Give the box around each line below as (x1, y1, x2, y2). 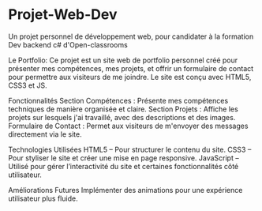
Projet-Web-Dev (8, 6, 118, 24)
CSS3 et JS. (8, 81, 47, 90)
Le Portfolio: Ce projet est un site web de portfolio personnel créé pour (8, 55, 238, 65)
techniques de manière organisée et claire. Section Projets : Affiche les (8, 104, 238, 114)
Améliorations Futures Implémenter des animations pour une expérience (8, 185, 243, 194)
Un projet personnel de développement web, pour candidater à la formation (8, 32, 254, 41)
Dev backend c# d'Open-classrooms (8, 40, 128, 49)
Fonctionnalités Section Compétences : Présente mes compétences (8, 96, 229, 105)
